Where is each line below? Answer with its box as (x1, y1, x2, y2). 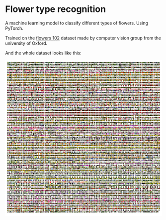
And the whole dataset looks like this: (5, 50, 82, 56)
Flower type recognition (5, 3, 106, 15)
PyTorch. (5, 25, 24, 31)
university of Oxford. (5, 40, 48, 46)
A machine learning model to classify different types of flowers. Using (5, 20, 148, 26)
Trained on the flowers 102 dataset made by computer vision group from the (5, 35, 162, 41)
